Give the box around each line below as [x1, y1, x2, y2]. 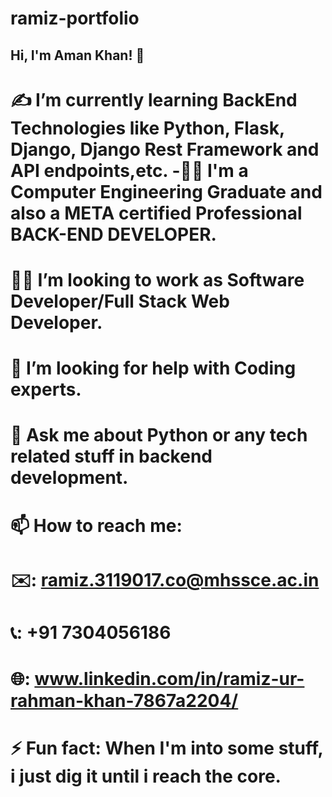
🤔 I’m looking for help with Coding [10, 357, 297, 380]
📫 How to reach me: [10, 514, 183, 537]
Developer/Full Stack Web [10, 290, 230, 312]
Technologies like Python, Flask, [10, 117, 285, 139]
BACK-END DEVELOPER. [10, 223, 217, 246]
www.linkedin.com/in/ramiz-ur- [34, 668, 305, 691]
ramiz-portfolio [10, 7, 140, 30]
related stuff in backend [10, 445, 213, 468]
